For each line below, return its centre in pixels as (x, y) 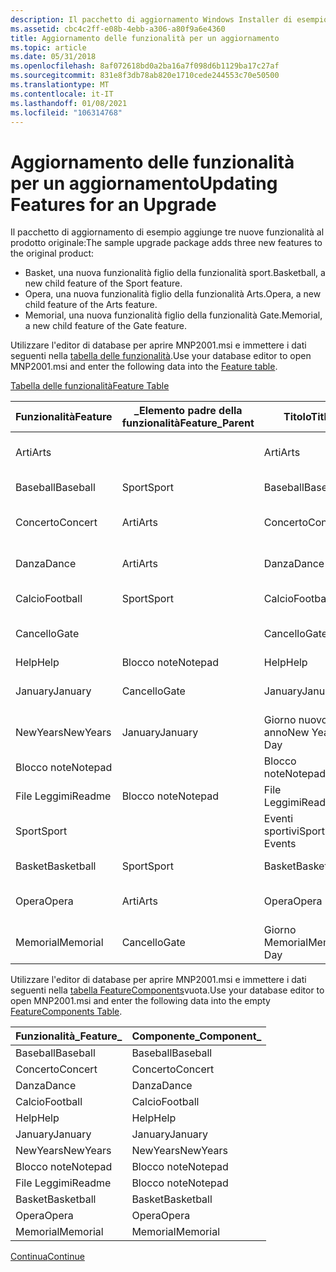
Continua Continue (47, 1257)
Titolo (297, 417)
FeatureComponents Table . (66, 1012)
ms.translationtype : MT (60, 85)
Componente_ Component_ (196, 1036)
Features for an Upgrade (113, 204)
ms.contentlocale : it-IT (62, 94)
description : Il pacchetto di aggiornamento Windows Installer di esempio (169, 19)
